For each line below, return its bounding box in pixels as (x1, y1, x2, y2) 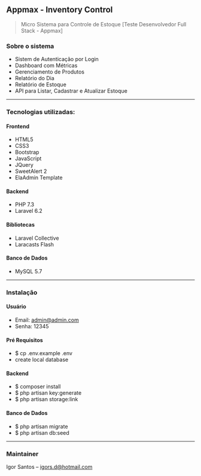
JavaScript (14, 155, 42, 162)
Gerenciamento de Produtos (14, 68, 85, 75)
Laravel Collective (14, 234, 59, 242)
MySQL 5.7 (14, 267, 42, 274)
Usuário (6, 303, 27, 310)
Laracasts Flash (14, 240, 54, 248)
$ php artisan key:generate (14, 389, 82, 396)
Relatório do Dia (14, 75, 55, 82)
